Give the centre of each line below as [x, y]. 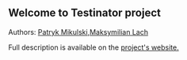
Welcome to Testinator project [84, 13]
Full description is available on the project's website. [94, 47]
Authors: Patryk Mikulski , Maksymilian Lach [78, 32]
